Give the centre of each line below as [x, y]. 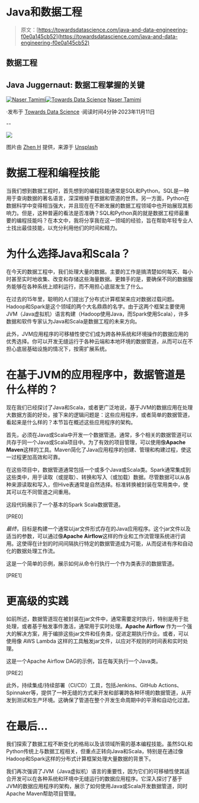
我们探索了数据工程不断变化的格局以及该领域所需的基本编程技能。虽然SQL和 [99, 744]
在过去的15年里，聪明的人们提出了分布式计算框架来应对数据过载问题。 [92, 299]
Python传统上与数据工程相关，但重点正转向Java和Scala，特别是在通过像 [95, 751]
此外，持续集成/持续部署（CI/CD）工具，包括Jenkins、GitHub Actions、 [94, 685]
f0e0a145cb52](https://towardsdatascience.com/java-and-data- [99, 36]
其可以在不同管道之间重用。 [40, 492]
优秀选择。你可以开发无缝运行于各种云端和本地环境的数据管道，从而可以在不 [99, 341]
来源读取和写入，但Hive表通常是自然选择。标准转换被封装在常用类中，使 [99, 484]
